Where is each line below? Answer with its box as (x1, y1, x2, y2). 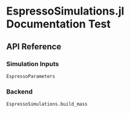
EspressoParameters (6, 73, 56, 80)
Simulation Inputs (6, 60, 59, 68)
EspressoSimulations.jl (6, 4, 125, 18)
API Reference (6, 41, 62, 52)
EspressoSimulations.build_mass (6, 101, 88, 108)
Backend (6, 87, 33, 95)
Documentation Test (6, 17, 111, 31)
